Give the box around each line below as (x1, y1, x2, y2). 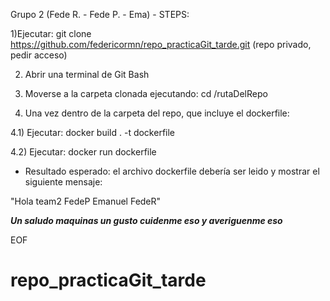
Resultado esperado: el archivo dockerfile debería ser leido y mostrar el (24, 165, 320, 177)
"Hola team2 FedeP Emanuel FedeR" (10, 195, 162, 207)
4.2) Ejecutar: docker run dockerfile (10, 146, 157, 158)
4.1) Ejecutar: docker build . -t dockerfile (10, 127, 176, 138)
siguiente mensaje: (24, 176, 103, 188)
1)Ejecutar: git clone (10, 28, 92, 39)
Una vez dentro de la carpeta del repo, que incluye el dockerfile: (24, 107, 290, 119)
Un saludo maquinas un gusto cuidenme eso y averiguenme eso (10, 215, 283, 226)
